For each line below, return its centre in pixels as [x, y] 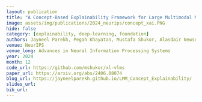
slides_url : [21, 85]
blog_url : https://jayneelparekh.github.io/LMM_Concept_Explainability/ [99, 79]
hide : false [21, 28]
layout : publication [32, 12]
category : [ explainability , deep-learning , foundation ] [78, 34]
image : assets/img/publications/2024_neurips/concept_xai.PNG [86, 23]
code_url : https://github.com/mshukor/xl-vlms [66, 67]
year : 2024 [20, 56]
